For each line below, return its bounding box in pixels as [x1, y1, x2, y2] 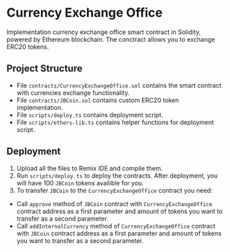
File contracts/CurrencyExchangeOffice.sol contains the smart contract [16, 81, 222, 90]
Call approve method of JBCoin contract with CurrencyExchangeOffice [16, 199, 213, 208]
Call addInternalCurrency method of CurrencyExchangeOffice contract [16, 221, 216, 230]
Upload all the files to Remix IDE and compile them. [16, 164, 163, 172]
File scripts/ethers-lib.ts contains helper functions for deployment [16, 118, 215, 126]
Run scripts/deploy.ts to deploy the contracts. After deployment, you [16, 171, 218, 180]
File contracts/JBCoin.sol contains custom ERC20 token [16, 96, 179, 104]
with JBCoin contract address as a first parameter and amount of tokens [16, 229, 222, 237]
